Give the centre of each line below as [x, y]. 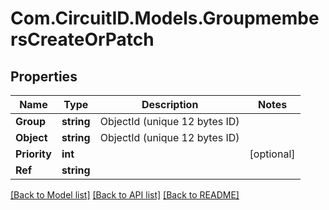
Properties [44, 76]
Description [170, 104]
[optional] [272, 154]
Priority [33, 154]
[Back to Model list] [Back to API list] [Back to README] [125, 195]
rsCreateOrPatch [82, 39]
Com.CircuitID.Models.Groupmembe [165, 18]
